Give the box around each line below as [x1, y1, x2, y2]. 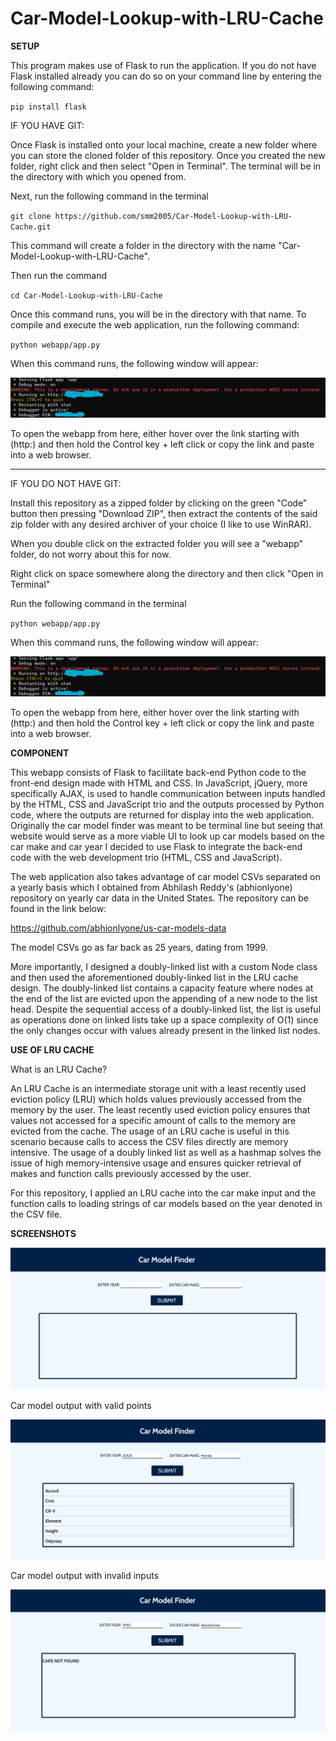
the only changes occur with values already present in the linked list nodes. [10, 1025, 321, 1037]
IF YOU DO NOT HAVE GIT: [10, 477, 122, 489]
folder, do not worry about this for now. [10, 548, 172, 560]
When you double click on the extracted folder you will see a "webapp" [10, 537, 304, 549]
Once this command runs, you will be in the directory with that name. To [10, 308, 307, 320]
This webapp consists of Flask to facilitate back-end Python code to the [10, 767, 307, 779]
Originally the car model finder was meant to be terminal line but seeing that [10, 820, 324, 832]
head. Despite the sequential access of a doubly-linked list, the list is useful [10, 1003, 322, 1016]
